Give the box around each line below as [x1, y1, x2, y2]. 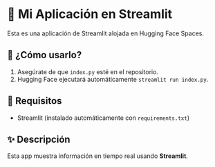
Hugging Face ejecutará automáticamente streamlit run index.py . [17, 75, 209, 83]
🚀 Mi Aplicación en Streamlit [7, 6, 173, 22]
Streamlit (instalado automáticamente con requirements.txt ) [17, 114, 190, 122]
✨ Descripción [7, 133, 71, 145]
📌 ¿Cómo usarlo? [7, 49, 82, 61]
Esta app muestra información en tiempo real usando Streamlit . [7, 152, 189, 160]
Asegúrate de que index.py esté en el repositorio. [17, 67, 159, 76]
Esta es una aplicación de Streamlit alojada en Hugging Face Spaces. [7, 29, 204, 37]
